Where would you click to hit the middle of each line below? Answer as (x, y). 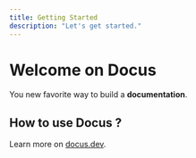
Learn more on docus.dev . (58, 145)
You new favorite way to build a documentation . (98, 95)
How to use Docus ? (66, 123)
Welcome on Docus (83, 70)
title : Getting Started (54, 17)
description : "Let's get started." (76, 26)
